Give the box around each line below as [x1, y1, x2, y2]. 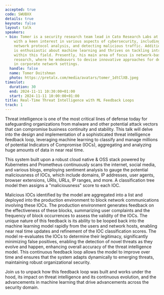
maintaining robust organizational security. [5, 259, 91, 265]
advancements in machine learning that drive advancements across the [5, 279, 149, 285]
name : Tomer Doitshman [9, 71, 56, 76]
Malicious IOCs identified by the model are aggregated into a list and [5, 192, 143, 198]
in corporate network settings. [14, 62, 80, 66]
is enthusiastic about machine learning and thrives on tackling [14, 48, 150, 53]
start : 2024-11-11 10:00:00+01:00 [9, 93, 80, 98]
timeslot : [5, 80, 25, 84]
